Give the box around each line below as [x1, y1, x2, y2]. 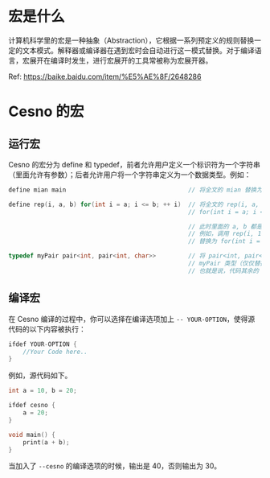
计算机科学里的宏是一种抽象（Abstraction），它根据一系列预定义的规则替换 [8, 35, 255, 45]
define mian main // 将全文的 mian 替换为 [8, 186, 263, 194]
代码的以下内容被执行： [8, 323, 86, 334]
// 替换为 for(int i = [187, 237, 261, 245]
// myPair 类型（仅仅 [187, 259, 255, 268]
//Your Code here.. [22, 348, 88, 356]
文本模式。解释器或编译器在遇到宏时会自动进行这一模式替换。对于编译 [22, 45, 255, 55]
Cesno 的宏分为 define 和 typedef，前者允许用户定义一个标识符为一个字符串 [8, 159, 261, 169]
